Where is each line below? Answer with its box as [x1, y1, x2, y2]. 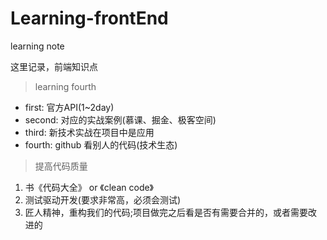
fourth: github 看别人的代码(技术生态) [24, 138, 178, 151]
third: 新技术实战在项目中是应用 [24, 126, 155, 138]
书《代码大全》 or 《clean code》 [24, 181, 155, 193]
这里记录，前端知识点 [10, 60, 98, 72]
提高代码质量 [34, 160, 88, 172]
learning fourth [34, 80, 97, 92]
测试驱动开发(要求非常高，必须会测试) [24, 193, 182, 206]
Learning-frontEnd [10, 7, 169, 30]
